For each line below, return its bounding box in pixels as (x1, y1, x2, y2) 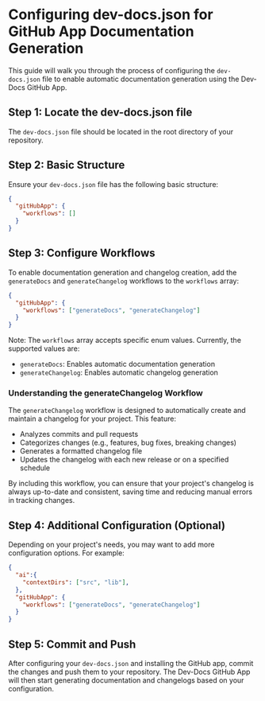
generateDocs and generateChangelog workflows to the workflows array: (8, 276, 240, 286)
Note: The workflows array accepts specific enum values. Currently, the (8, 336, 242, 345)
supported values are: (8, 344, 80, 353)
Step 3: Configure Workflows (8, 247, 156, 260)
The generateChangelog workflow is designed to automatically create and (8, 406, 246, 415)
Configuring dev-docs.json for (8, 6, 213, 24)
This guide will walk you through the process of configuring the (8, 65, 216, 75)
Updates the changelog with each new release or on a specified (19, 455, 229, 465)
